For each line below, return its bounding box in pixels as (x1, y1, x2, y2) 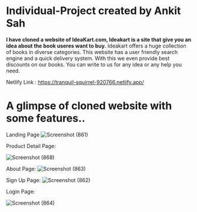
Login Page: (6, 188, 35, 195)
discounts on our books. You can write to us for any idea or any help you (6, 60, 182, 68)
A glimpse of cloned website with (6, 99, 172, 113)
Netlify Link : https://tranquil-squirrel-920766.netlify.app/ (6, 78, 144, 86)
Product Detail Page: (6, 142, 56, 149)
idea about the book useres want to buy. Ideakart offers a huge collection (6, 42, 186, 49)
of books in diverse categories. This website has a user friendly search (6, 48, 178, 55)
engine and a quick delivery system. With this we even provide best (6, 55, 170, 62)
